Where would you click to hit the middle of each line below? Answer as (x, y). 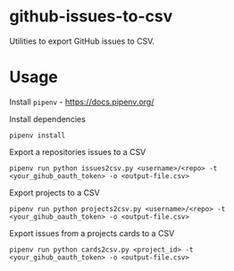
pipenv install (38, 135)
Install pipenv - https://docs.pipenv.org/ (82, 102)
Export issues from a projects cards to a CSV (92, 233)
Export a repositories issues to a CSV (78, 152)
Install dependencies (48, 119)
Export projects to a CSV (54, 193)
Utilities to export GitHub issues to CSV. (82, 41)
